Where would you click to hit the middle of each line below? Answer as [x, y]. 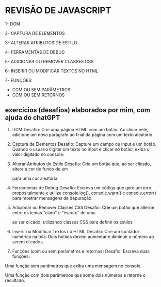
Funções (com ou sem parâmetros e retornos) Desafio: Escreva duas [81, 251]
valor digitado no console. [38, 154]
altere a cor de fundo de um [40, 169]
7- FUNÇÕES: [19, 80]
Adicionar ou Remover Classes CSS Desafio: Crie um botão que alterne [83, 207]
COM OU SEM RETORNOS [38, 95]
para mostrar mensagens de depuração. [52, 198]
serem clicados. [28, 242]
